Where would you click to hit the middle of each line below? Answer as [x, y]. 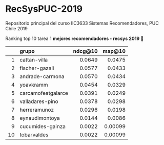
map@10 [114, 51]
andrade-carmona [42, 76]
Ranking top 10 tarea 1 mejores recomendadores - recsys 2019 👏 [75, 38]
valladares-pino [39, 101]
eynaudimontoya [40, 118]
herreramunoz [37, 110]
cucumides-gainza [43, 126]
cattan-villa [34, 59]
